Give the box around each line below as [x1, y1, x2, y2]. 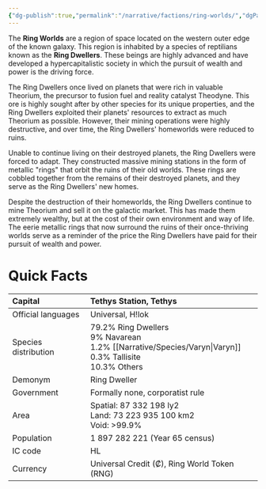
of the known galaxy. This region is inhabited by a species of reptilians [8, 41, 237, 51]
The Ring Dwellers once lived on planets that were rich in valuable [8, 82, 223, 92]
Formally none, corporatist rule [89, 387, 205, 398]
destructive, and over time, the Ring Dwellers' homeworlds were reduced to [8, 124, 255, 134]
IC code [12, 445, 42, 456]
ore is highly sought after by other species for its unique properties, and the [8, 99, 255, 108]
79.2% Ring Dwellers [89, 321, 169, 332]
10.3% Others [89, 361, 143, 372]
